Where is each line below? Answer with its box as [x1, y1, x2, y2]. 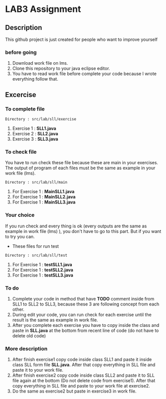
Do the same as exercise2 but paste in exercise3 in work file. [12, 388, 137, 394]
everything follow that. [12, 76, 58, 82]
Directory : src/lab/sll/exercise [5, 116, 77, 121]
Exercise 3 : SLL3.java [12, 136, 58, 142]
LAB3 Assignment [5, 3, 81, 15]
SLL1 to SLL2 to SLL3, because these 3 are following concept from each [12, 301, 160, 307]
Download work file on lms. [12, 60, 68, 66]
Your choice [5, 211, 35, 218]
